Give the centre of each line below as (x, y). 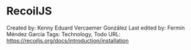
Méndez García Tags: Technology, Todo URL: (64, 34)
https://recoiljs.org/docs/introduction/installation (68, 40)
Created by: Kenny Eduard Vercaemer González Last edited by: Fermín (96, 28)
